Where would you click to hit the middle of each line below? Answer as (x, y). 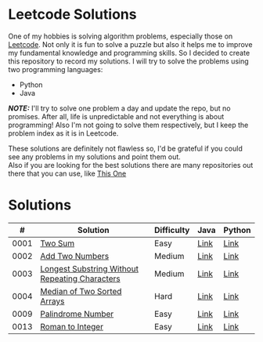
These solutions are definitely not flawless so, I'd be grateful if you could (125, 148)
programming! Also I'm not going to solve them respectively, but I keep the (128, 125)
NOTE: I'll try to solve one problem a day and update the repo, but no (119, 108)
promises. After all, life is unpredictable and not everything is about (116, 116)
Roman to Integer (72, 326)
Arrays (52, 301)
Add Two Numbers (75, 256)
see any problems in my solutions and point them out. (95, 156)
